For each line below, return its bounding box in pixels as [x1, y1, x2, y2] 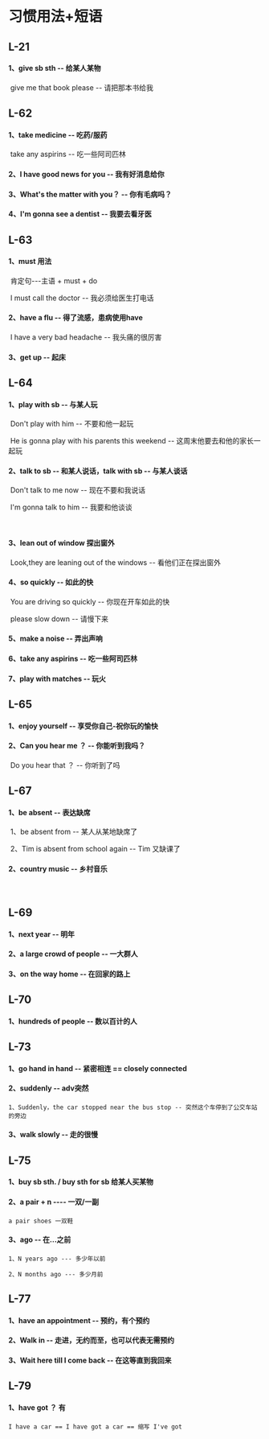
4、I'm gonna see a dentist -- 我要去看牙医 [8, 209, 153, 219]
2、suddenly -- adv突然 [8, 1083, 89, 1093]
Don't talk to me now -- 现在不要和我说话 [10, 485, 146, 495]
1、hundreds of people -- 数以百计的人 [8, 1016, 138, 1026]
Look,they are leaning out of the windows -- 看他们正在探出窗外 [10, 557, 222, 567]
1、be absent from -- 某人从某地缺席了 [10, 827, 138, 837]
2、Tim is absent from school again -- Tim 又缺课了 [10, 844, 181, 854]
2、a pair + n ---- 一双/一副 [8, 1197, 99, 1207]
